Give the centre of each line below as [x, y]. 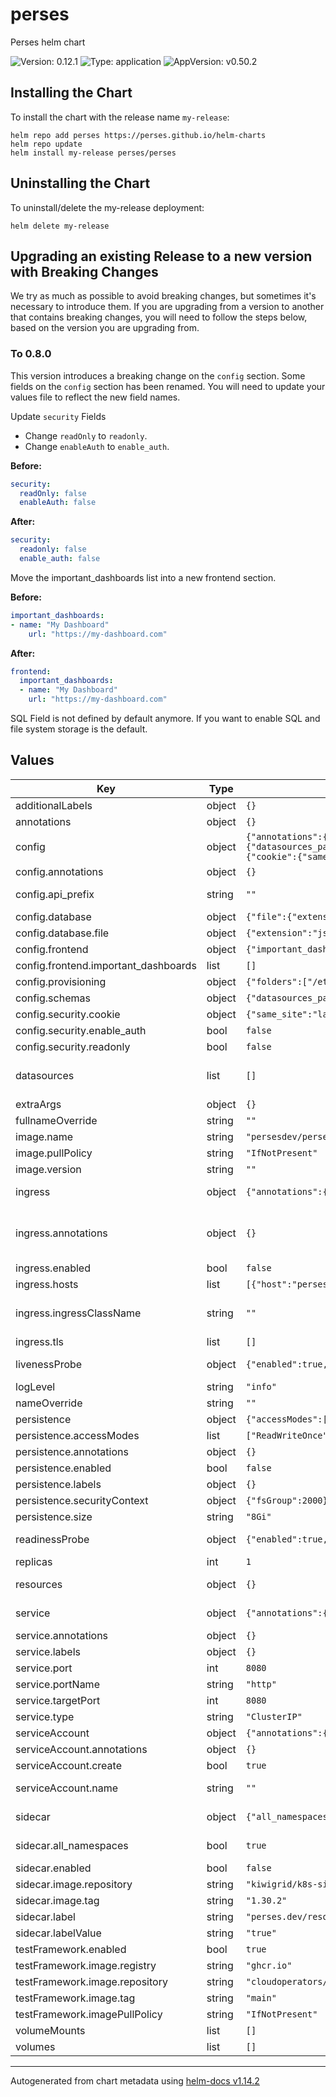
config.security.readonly [73, 1046]
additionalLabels [54, 805]
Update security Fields [58, 416]
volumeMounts [50, 2030]
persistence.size [54, 1516]
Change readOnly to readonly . [86, 435]
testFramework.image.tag [75, 1998]
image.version [48, 1169]
